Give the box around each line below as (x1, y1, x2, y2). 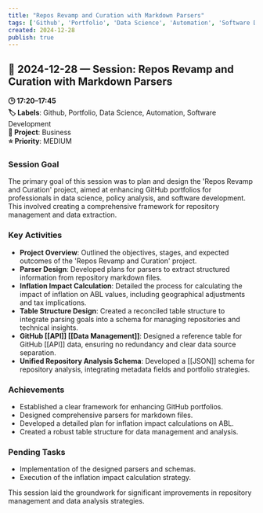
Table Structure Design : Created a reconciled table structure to (19, 306, 225, 315)
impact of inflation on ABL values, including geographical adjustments (19, 289, 245, 299)
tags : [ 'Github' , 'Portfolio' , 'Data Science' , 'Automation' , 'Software (8, 19, 250, 27)
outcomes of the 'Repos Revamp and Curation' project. (19, 256, 197, 266)
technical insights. (19, 323, 78, 332)
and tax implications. (19, 298, 87, 307)
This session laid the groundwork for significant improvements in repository (8, 488, 252, 497)
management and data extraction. (8, 210, 117, 220)
